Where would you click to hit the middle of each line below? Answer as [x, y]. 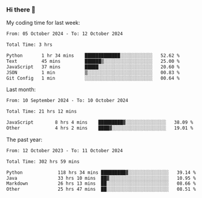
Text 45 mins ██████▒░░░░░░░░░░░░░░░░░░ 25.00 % [93, 61]
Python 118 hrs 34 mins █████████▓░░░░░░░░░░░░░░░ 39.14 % [101, 172]
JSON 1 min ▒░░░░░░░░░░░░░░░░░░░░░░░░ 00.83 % [93, 72]
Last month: [21, 89]
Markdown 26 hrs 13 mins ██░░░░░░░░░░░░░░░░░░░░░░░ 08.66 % [101, 184]
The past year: [24, 139]
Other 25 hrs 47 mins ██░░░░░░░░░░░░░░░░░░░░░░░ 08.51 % [101, 190]
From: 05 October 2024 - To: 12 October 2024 [64, 34]
